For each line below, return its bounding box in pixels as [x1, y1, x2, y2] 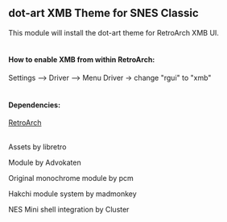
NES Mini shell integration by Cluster [8, 205, 130, 215]
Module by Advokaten [8, 157, 82, 168]
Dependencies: [8, 100, 61, 110]
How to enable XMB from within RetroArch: [8, 55, 155, 65]
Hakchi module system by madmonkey [8, 189, 137, 199]
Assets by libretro [8, 142, 67, 152]
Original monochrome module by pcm [8, 174, 134, 183]
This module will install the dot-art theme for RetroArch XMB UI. [8, 27, 220, 37]
